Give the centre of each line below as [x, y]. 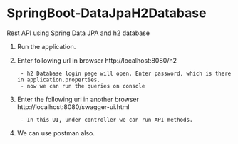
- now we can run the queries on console [83, 86]
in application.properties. [58, 80]
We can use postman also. [56, 133]
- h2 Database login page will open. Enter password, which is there [126, 73]
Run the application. [46, 46]
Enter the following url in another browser [78, 99]
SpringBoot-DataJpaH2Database [107, 13]
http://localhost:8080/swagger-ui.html [73, 107]
